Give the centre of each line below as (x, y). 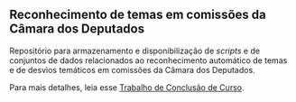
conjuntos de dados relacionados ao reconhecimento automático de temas (148, 60)
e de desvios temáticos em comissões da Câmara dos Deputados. (132, 70)
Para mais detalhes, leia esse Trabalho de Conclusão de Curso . (127, 87)
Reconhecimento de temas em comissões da (138, 15)
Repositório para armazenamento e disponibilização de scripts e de (134, 51)
